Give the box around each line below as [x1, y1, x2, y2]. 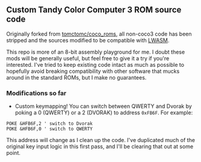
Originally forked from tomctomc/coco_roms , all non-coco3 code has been [6, 30, 192, 37]
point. [6, 149, 21, 157]
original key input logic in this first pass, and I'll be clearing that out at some [6, 143, 194, 150]
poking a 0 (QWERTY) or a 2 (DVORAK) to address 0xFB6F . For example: [14, 109, 193, 116]
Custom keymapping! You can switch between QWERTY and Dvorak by [14, 102, 193, 110]
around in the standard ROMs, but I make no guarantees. [6, 73, 147, 81]
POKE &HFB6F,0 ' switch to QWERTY [6, 126, 93, 132]
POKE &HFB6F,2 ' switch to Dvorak [6, 120, 93, 127]
